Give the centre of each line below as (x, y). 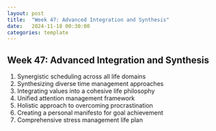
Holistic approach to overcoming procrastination (85, 106)
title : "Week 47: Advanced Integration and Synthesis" (88, 20)
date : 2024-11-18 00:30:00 (49, 26)
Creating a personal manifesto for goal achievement (90, 113)
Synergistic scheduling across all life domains (81, 76)
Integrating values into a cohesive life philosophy (86, 91)
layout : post (26, 13)
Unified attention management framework (76, 98)
